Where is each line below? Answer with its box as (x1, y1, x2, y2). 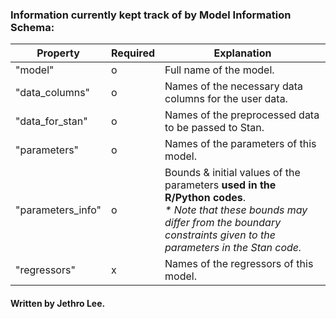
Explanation (213, 46, 272, 60)
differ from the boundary (164, 216, 282, 230)
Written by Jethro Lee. (10, 297, 106, 309)
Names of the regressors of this (164, 257, 314, 271)
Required (111, 46, 156, 60)
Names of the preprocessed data (164, 108, 320, 122)
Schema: (10, 20, 55, 34)
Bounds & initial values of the (164, 166, 301, 180)
